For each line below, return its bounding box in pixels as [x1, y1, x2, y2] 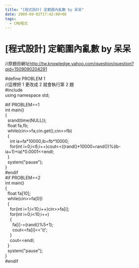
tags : [5, 16, 16, 21]
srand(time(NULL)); [7, 117, 47, 123]
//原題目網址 [5, 61, 30, 67]
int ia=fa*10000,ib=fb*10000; [9, 138, 69, 144]
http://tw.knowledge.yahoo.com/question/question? [29, 61, 134, 67]
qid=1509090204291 [5, 66, 47, 72]
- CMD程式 [9, 21, 28, 26]
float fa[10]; [7, 190, 31, 196]
